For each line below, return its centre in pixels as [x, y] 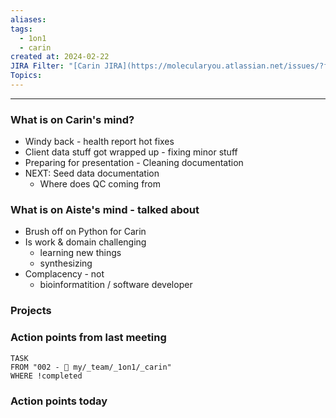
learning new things [80, 253]
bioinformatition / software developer [116, 285]
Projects [31, 311]
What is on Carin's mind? [72, 119]
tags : [21, 29]
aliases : [28, 19]
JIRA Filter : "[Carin [55, 66]
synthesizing [66, 263]
